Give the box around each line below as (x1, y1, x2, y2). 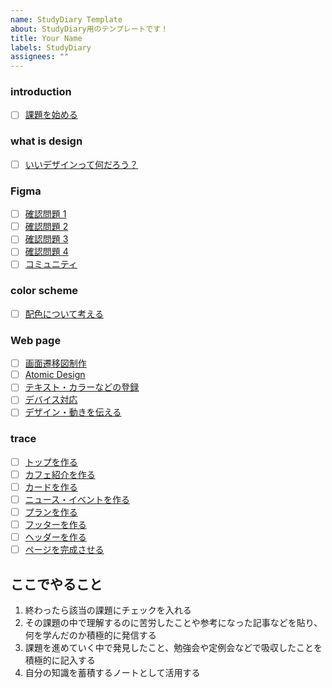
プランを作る (24, 506, 78, 518)
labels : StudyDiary (10, 42, 92, 53)
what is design (10, 134, 83, 148)
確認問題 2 (24, 221, 69, 233)
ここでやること (10, 576, 103, 593)
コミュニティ (24, 258, 78, 270)
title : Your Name (10, 33, 83, 43)
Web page (10, 333, 62, 347)
